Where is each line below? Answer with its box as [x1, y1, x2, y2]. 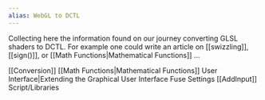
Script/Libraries [8, 83, 60, 92]
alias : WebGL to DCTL [8, 11, 81, 20]
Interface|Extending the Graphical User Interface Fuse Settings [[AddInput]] [8, 74, 258, 83]
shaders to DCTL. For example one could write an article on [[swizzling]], [8, 41, 249, 52]
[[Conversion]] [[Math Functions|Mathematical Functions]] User [8, 65, 218, 75]
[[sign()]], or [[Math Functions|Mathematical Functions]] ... [8, 50, 200, 60]
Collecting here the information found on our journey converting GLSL [8, 33, 238, 43]
